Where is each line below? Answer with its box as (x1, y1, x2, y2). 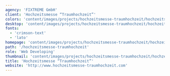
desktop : (5, 21, 24, 26)
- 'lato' (10, 35, 28, 40)
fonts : (5, 26, 19, 31)
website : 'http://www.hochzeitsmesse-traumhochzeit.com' (5, 63, 128, 68)
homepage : (5, 40, 26, 45)
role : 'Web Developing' (5, 49, 56, 54)
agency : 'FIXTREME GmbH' (5, 7, 58, 12)
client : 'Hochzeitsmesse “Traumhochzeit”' (5, 12, 96, 17)
